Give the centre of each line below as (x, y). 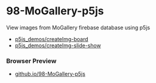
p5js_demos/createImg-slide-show (58, 45)
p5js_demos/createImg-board (51, 39)
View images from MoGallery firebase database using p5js (78, 27)
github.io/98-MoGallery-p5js (50, 74)
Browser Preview (31, 61)
